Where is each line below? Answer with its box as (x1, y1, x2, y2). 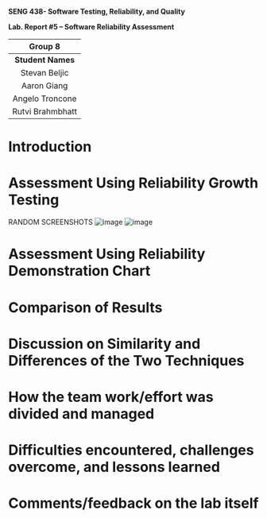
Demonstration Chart (8, 262, 151, 280)
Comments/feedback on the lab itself (8, 494, 259, 512)
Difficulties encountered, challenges (8, 441, 254, 459)
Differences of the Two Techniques (8, 351, 245, 369)
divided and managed (8, 404, 155, 423)
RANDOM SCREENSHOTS (8, 218, 93, 227)
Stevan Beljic (20, 68, 69, 78)
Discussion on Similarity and (8, 334, 201, 353)
